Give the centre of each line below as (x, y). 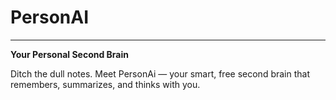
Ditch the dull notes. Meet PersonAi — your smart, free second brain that (160, 73)
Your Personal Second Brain (69, 54)
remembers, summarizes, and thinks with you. (105, 84)
